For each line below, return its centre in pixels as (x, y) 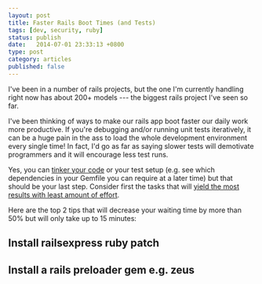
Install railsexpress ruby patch (84, 243)
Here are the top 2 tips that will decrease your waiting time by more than (125, 210)
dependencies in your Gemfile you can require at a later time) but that (120, 178)
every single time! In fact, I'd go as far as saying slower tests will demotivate (131, 146)
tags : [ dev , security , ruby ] (56, 30)
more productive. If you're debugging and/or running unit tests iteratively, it (130, 129)
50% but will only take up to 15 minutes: (73, 218)
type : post (26, 52)
